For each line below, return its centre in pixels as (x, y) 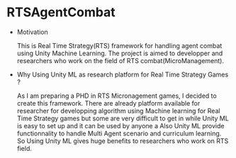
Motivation (33, 32)
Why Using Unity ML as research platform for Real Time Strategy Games (123, 74)
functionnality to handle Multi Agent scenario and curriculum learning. (119, 133)
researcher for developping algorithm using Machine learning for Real (118, 111)
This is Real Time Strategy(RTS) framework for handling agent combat (119, 45)
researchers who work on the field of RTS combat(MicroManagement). (120, 60)
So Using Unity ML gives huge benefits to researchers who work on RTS (123, 141)
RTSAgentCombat (61, 12)
